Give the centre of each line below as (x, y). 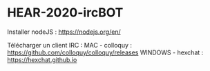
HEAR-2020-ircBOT (65, 13)
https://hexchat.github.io (42, 59)
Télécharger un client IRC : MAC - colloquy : (70, 45)
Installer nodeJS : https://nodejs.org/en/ (64, 32)
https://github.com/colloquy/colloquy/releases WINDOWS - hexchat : (105, 52)
